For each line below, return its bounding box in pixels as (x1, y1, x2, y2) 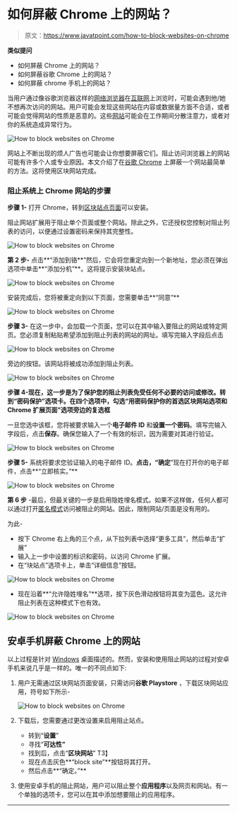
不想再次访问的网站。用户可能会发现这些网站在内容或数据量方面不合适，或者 (7, 102, 230, 111)
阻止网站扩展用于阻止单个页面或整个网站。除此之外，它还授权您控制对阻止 (7, 218, 224, 227)
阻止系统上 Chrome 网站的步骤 (7, 186, 111, 195)
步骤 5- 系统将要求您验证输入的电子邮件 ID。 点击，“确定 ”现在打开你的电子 (7, 458, 224, 466)
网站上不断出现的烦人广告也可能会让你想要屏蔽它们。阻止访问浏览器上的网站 (7, 149, 230, 157)
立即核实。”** (41, 467, 78, 476)
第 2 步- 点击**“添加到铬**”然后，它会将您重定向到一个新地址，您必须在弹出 (7, 255, 229, 265)
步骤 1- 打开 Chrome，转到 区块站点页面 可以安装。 (7, 203, 153, 212)
